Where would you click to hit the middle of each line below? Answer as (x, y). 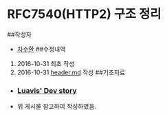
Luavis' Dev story (47, 90)
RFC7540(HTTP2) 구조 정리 (84, 14)
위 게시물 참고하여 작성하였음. (57, 107)
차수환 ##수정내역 (41, 49)
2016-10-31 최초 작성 (46, 63)
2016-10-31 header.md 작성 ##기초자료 (71, 72)
